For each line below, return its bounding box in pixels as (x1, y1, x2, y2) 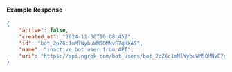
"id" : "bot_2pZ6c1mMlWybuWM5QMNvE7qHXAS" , (19, 40, 143, 47)
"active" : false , (19, 27, 69, 34)
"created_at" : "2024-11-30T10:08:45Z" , (19, 33, 134, 40)
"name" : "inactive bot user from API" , (19, 46, 134, 53)
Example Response (6, 5, 63, 14)
